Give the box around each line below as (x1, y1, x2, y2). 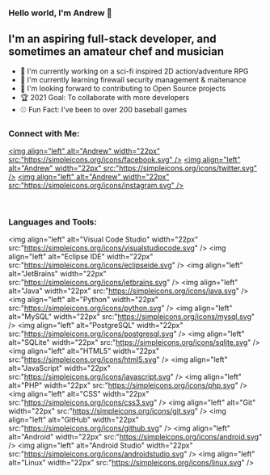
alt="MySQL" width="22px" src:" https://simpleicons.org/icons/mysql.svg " (8, 312, 255, 322)
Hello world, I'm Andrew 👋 (8, 7, 112, 19)
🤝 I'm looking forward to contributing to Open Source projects (19, 83, 226, 93)
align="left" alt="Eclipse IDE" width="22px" (8, 252, 154, 262)
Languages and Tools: (8, 216, 97, 227)
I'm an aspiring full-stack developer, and (8, 32, 217, 46)
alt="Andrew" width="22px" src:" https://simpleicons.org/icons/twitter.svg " (8, 163, 257, 173)
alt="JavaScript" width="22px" (8, 364, 111, 373)
